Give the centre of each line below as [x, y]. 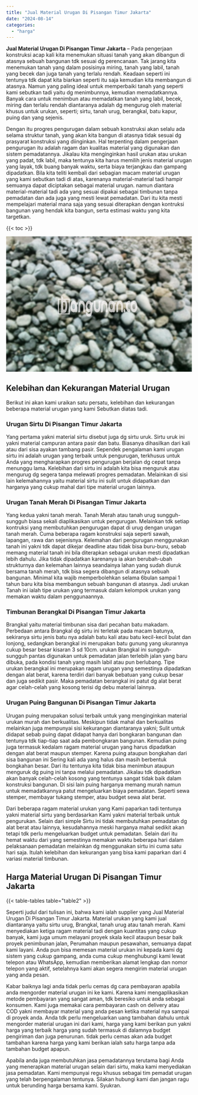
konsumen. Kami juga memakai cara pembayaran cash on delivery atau [93, 1005]
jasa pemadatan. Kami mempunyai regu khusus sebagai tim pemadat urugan [99, 1073]
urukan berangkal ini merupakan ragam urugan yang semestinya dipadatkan [99, 668]
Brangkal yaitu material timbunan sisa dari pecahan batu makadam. [88, 625]
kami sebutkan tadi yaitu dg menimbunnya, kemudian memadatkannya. [92, 93]
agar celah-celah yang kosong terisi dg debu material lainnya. [81, 687]
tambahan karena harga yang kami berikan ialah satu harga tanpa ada [91, 1042]
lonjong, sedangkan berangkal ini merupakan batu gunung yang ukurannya [97, 644]
